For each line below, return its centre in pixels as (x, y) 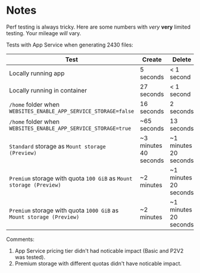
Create (152, 59)
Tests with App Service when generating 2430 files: (70, 45)
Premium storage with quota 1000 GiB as (64, 210)
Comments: (20, 239)
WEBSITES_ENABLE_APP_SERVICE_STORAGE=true (70, 128)
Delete (182, 59)
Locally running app (37, 73)
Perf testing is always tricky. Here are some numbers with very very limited (98, 27)
